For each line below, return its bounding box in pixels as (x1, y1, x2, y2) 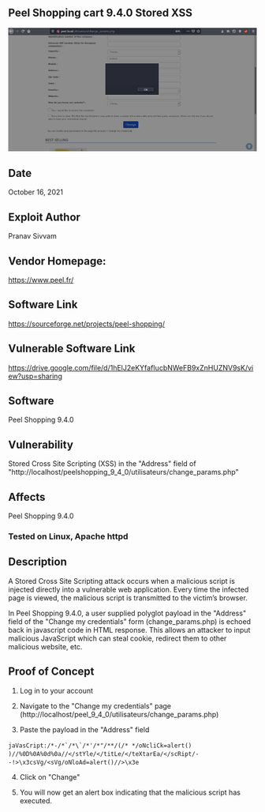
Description (8, 555, 67, 569)
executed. (19, 795, 53, 805)
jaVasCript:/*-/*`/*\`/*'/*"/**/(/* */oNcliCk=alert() (8, 742, 192, 750)
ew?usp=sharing (8, 371, 63, 381)
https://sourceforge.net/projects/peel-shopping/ (8, 319, 166, 329)
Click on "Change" (19, 772, 80, 781)
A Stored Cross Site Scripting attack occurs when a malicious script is (8, 576, 235, 585)
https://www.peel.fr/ (8, 276, 74, 285)
